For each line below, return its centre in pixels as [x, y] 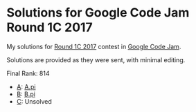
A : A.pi [26, 86]
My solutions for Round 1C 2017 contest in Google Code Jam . [94, 46]
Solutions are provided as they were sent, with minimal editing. [96, 59]
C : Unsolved [34, 101]
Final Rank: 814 [28, 73]
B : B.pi [26, 94]
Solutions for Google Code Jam [98, 13]
